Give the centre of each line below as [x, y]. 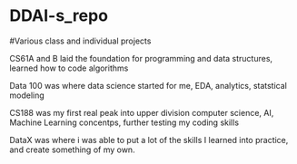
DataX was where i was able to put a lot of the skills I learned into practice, [149, 140]
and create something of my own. [72, 150]
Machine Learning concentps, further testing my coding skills [124, 122]
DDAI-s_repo [59, 16]
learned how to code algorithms [69, 68]
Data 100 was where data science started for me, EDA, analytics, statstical [148, 85]
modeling [27, 95]
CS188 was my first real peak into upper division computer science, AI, [142, 112]
